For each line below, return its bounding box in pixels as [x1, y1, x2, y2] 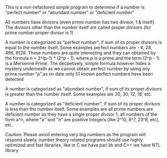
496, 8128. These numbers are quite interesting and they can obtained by [5, 50, 156, 56]
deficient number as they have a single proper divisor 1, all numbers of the [5, 111, 158, 117]
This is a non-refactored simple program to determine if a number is [5, 4, 145, 10]
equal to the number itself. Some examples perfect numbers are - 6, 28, [5, 45, 152, 50]
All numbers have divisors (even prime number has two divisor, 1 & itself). [5, 19, 156, 25]
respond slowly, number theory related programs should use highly [5, 137, 143, 143]
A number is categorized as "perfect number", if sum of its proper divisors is [5, 39, 162, 45]
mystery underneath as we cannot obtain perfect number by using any [5, 66, 151, 72]
